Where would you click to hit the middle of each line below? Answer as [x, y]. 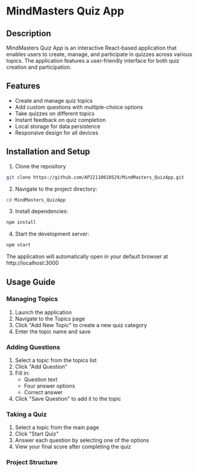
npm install [21, 222]
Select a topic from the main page [57, 427]
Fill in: [22, 373]
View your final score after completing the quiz [73, 447]
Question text [41, 380]
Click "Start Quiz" [37, 434]
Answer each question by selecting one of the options [82, 440]
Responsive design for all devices [57, 132]
